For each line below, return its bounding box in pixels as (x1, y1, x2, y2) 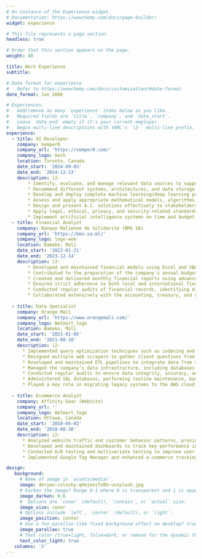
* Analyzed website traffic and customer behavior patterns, (22, 437, 179, 444)
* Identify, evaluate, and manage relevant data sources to (28, 180, 182, 186)
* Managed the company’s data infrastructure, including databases (22, 365, 195, 371)
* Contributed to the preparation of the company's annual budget (28, 270, 198, 276)
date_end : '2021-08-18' (17, 337, 77, 343)
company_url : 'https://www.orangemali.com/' (17, 314, 130, 320)
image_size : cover (19, 504, 66, 510)
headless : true (6, 37, 44, 43)
